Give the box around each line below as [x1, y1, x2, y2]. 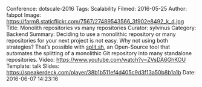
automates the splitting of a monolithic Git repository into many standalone [6, 50, 192, 56]
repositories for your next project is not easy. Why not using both [6, 37, 168, 44]
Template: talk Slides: [6, 62, 60, 70]
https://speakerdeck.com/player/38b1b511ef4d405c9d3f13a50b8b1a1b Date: [6, 69, 196, 76]
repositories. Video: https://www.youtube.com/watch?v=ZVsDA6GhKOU [6, 56, 186, 63]
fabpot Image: [6, 11, 41, 19]
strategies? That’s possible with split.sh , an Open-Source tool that [6, 43, 171, 50]
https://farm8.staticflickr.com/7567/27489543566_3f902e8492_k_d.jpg [6, 18, 184, 25]
